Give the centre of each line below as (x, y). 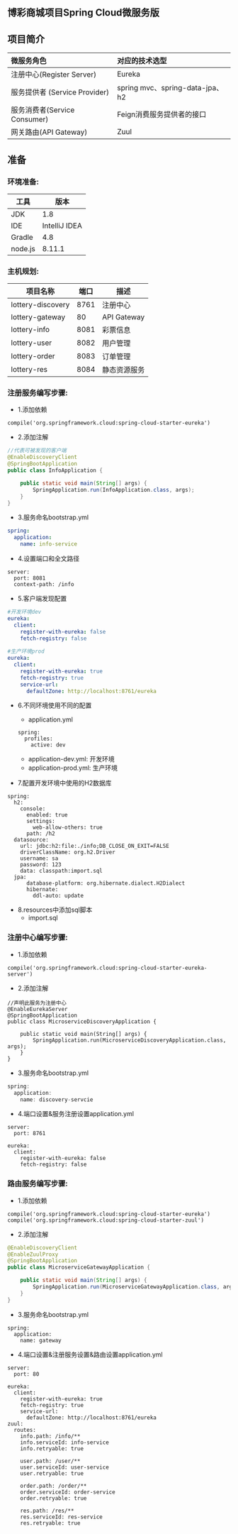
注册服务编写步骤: (38, 393)
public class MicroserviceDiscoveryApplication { (82, 1021)
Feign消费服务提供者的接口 (161, 114)
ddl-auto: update (58, 896)
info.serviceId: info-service (65, 1442)
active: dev (48, 745)
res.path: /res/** (47, 1511)
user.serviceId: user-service (65, 1467)
